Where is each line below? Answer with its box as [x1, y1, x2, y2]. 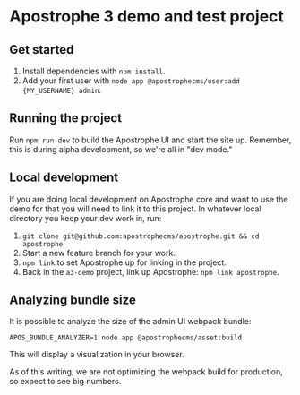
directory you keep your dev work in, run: [9, 212, 162, 223]
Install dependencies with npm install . [21, 65, 166, 76]
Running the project [9, 110, 123, 126]
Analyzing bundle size [9, 293, 136, 308]
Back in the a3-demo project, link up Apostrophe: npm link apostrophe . [21, 266, 279, 277]
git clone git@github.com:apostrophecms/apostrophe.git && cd [21, 231, 260, 241]
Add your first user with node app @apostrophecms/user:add [21, 75, 240, 86]
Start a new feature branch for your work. [21, 247, 176, 258]
